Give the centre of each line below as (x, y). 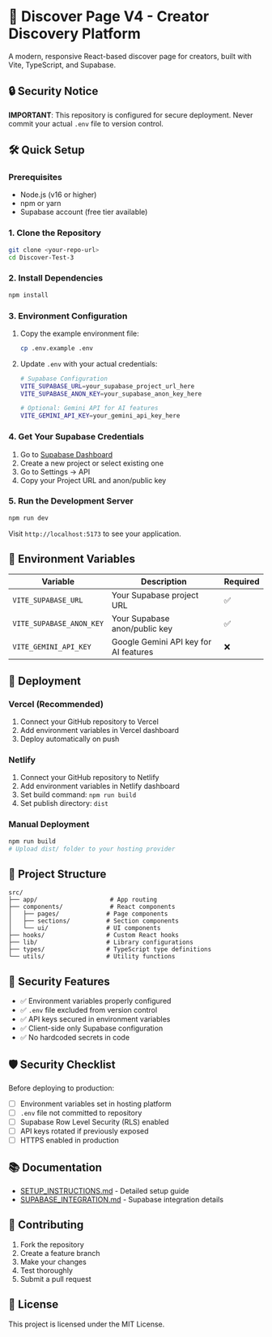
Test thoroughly (46, 1270)
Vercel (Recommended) (56, 704)
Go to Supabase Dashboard (66, 454)
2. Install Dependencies (56, 278)
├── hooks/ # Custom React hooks (94, 936)
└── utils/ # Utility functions (92, 957)
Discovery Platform (75, 34)
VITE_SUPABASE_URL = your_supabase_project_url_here (107, 386)
